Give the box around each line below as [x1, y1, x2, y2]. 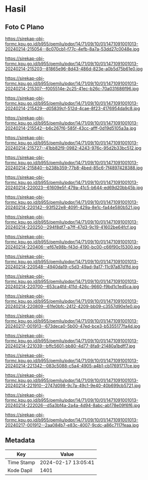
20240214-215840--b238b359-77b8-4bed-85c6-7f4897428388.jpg [5, 165, 143, 171]
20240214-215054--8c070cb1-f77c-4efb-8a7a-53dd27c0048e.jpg [5, 46, 140, 52]
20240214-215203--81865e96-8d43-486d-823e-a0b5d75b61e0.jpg [5, 66, 143, 72]
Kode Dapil [7, 467, 33, 474]
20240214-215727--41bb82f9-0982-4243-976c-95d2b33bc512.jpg [5, 145, 142, 151]
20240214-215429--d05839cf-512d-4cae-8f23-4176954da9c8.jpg [5, 106, 140, 111]
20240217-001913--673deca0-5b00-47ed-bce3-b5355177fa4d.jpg [5, 323, 140, 329]
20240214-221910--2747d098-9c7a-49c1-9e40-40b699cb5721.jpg [5, 383, 141, 388]
